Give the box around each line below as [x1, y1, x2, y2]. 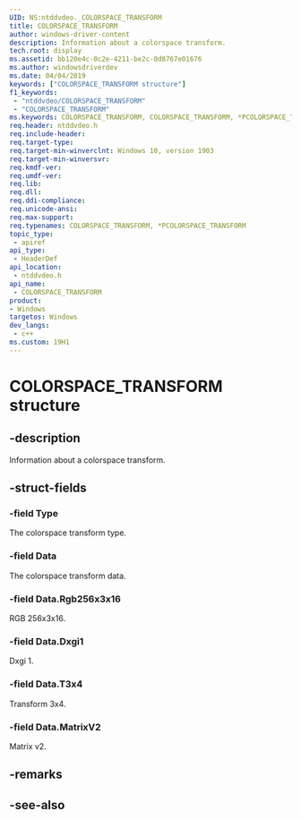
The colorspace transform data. [9, 570, 127, 581]
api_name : [9, 279, 47, 288]
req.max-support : [9, 212, 74, 222]
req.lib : [9, 180, 42, 189]
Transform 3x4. [9, 698, 66, 709]
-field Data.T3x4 [9, 678, 83, 690]
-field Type [9, 508, 58, 520]
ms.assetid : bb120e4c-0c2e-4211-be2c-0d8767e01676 [9, 55, 202, 64]
